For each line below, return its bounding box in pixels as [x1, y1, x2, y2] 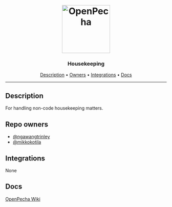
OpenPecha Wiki [5, 196, 41, 202]
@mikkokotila [12, 139, 41, 145]
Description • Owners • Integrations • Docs [40, 72, 132, 78]
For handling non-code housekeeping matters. [5, 105, 103, 111]
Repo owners [5, 120, 49, 129]
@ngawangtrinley [12, 134, 50, 140]
